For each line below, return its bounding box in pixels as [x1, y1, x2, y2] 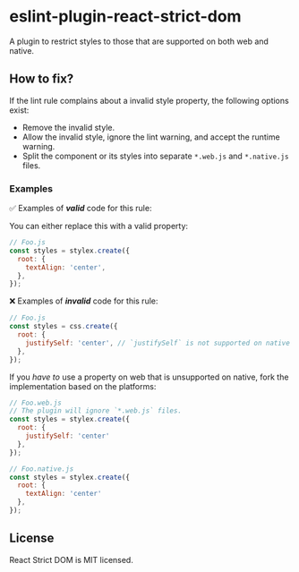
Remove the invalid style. [21, 122, 115, 132]
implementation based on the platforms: [9, 380, 157, 391]
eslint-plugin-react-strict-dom [9, 6, 242, 27]
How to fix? [9, 72, 74, 87]
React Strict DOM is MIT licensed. [9, 554, 134, 565]
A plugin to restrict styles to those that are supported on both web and [9, 36, 269, 47]
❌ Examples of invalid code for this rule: [9, 295, 158, 306]
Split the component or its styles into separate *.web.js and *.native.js [21, 150, 289, 161]
